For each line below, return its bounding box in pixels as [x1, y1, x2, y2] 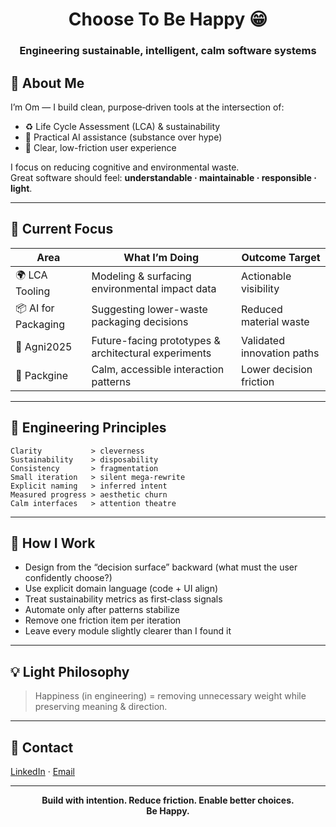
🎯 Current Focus [10, 221, 114, 238]
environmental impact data [91, 282, 217, 296]
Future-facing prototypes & [91, 333, 221, 347]
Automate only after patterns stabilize [24, 604, 180, 616]
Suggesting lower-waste [91, 303, 208, 317]
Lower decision [240, 362, 313, 376]
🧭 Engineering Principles [10, 419, 167, 437]
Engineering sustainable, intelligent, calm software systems [19, 44, 317, 58]
